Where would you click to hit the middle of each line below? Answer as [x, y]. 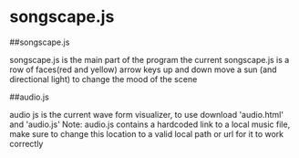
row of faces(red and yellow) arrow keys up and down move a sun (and [143, 69]
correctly [26, 143]
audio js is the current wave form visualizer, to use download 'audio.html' [147, 114]
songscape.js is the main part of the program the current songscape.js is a [149, 59]
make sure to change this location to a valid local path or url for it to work [147, 133]
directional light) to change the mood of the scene [103, 79]
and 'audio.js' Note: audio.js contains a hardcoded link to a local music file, [150, 124]
